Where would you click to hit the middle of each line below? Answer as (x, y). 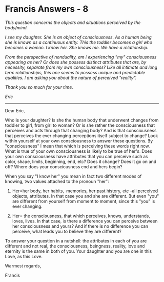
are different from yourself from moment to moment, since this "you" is (83, 201)
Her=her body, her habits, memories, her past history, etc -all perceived (85, 191)
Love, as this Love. (24, 256)
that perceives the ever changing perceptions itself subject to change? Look (82, 136)
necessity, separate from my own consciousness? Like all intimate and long (81, 67)
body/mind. (17, 27)
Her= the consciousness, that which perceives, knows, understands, (81, 216)
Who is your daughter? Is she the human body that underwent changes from (82, 120)
